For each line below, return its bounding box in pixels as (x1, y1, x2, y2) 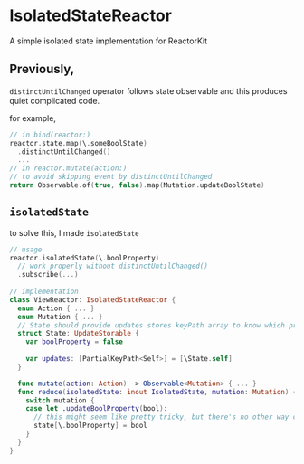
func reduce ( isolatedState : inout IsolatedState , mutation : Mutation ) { (17, 387, 298, 396)
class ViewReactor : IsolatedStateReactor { (9, 295, 176, 304)
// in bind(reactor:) (9, 130, 91, 139)
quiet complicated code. (9, 95, 100, 106)
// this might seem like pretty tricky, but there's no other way (33, 412, 290, 421)
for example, (9, 112, 57, 123)
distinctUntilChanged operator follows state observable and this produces (9, 85, 288, 96)
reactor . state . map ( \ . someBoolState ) (9, 138, 147, 147)
